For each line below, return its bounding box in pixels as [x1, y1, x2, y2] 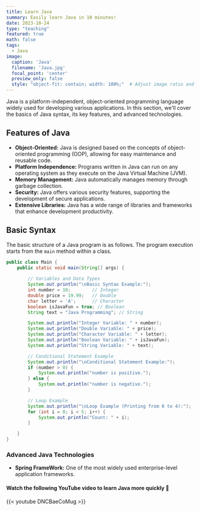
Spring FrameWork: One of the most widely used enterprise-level [14, 464, 178, 471]
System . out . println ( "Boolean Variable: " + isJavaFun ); [28, 337, 170, 343]
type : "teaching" [6, 25, 50, 32]
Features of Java [6, 128, 70, 138]
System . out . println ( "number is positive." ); [38, 370, 151, 376]
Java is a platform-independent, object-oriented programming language [6, 98, 184, 105]
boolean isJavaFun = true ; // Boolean [28, 304, 125, 310]
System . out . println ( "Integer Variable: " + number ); [28, 320, 162, 326]
